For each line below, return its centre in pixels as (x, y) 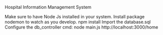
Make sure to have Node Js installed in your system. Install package (75, 17)
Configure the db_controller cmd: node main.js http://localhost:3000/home (81, 27)
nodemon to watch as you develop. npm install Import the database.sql (78, 22)
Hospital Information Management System (48, 7)
